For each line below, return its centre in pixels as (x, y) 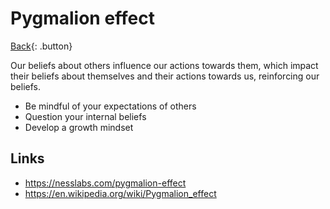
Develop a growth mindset (79, 127)
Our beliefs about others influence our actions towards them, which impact (164, 65)
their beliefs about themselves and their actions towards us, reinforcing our (165, 76)
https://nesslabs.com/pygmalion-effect (105, 183)
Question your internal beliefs (85, 116)
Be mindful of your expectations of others (110, 106)
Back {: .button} (41, 46)
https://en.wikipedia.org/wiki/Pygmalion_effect (120, 193)
